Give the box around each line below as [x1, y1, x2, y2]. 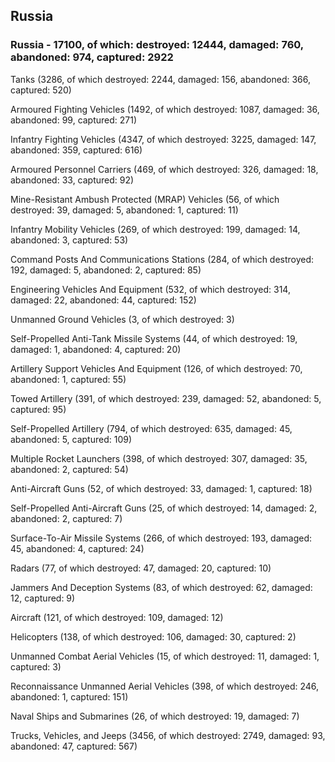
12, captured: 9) [10, 592, 76, 604]
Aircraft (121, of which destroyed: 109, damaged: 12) [10, 611, 224, 623]
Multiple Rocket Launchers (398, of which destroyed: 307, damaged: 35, [10, 452, 308, 464]
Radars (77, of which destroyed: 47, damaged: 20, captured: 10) [10, 562, 272, 574]
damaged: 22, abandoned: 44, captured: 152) [10, 294, 197, 306]
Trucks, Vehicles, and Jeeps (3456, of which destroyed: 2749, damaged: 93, [10, 729, 326, 741]
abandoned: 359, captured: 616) [10, 144, 143, 156]
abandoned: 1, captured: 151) [10, 690, 129, 703]
